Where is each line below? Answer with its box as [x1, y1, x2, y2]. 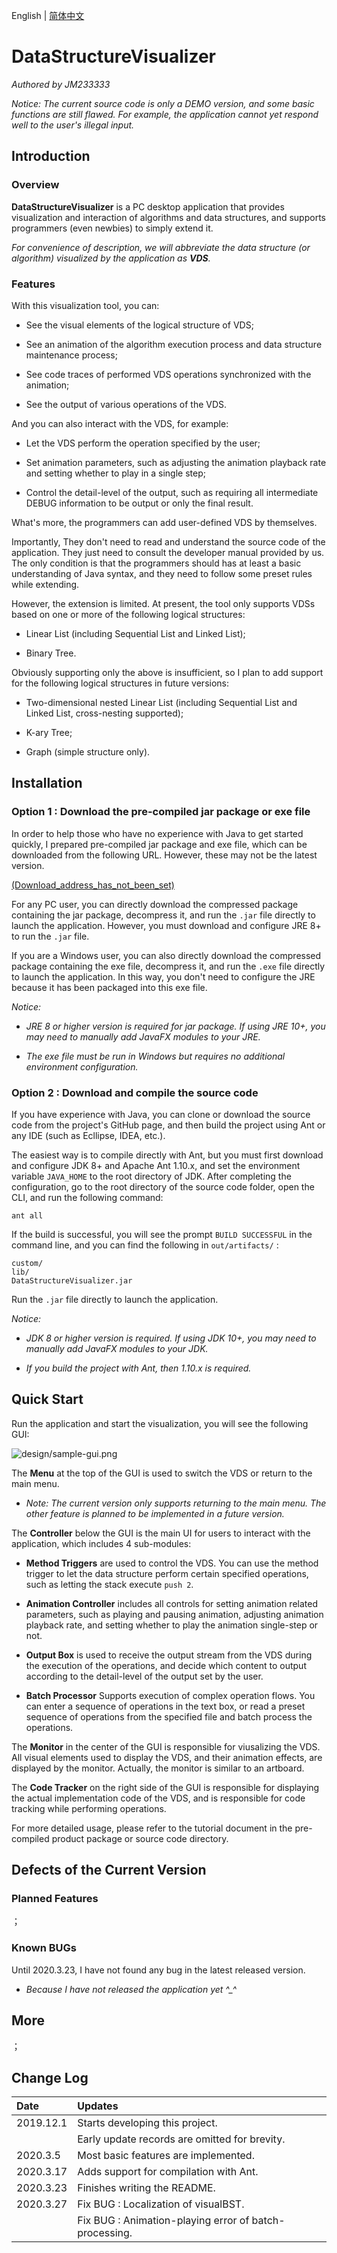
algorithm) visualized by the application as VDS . [11, 252, 211, 264]
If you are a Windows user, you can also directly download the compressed [11, 949, 322, 961]
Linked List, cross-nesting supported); [25, 707, 184, 719]
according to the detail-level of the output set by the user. [25, 1670, 264, 1682]
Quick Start [11, 1391, 84, 1408]
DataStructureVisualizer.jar [11, 1275, 133, 1286]
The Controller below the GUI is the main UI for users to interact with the [11, 1527, 311, 1539]
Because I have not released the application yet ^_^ [25, 1983, 238, 1995]
